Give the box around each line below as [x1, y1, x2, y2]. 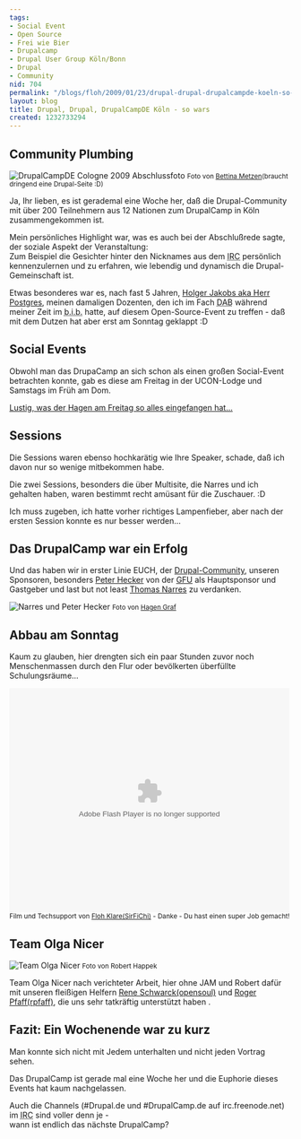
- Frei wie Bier [9, 38, 70, 48]
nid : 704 [9, 80, 42, 89]
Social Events [9, 342, 87, 357]
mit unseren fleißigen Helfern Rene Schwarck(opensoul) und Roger [9, 987, 257, 997]
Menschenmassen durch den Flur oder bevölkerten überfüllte [9, 661, 236, 672]
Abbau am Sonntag [9, 627, 119, 642]
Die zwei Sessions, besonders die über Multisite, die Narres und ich [9, 479, 259, 490]
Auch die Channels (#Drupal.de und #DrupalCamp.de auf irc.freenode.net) [9, 1100, 285, 1110]
